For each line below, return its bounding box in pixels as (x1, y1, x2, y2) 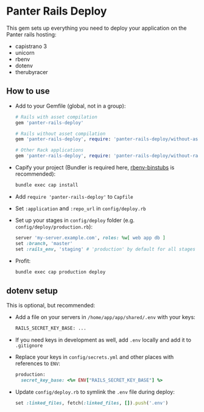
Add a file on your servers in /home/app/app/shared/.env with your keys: (15, 314, 196, 321)
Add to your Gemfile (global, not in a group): (15, 102, 126, 109)
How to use (6, 86, 50, 97)
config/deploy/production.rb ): (15, 223, 93, 230)
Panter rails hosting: (6, 30, 57, 38)
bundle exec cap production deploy (15, 269, 106, 275)
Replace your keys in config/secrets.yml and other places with (15, 354, 174, 361)
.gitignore (15, 343, 43, 349)
